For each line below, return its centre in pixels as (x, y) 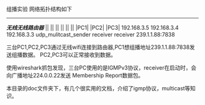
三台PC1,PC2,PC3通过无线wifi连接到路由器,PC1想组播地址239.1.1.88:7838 (98, 47)
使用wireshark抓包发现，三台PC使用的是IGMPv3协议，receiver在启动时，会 (102, 68)
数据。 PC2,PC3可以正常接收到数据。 (69, 55)
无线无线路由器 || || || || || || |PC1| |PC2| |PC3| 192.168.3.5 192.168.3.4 (92, 27)
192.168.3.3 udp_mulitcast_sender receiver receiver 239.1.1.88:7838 (91, 34)
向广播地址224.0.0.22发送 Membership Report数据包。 (75, 75)
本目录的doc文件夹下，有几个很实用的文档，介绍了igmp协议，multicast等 (98, 88)
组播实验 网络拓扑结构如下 (39, 9)
